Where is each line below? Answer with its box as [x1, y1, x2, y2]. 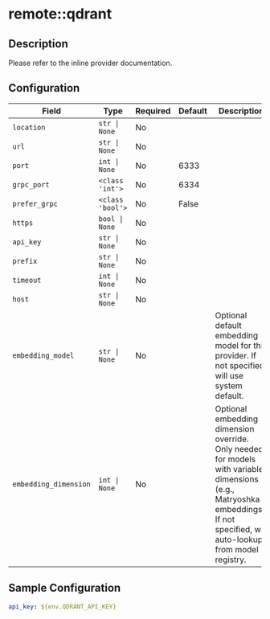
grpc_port [12, 180, 50, 189]
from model [215, 543, 259, 555]
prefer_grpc [12, 199, 59, 208]
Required [135, 105, 171, 117]
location [12, 122, 46, 132]
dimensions [215, 473, 259, 485]
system [215, 379, 243, 391]
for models [215, 453, 256, 465]
